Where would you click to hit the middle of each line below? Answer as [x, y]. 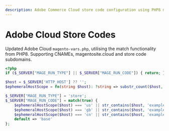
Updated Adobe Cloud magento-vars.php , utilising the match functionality [81, 49]
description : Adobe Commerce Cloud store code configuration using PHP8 [83, 10]
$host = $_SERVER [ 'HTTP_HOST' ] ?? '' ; [46, 82]
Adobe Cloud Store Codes [60, 34]
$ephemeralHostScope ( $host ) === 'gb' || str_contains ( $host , [79, 110]
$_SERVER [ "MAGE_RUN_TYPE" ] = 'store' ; [46, 96]
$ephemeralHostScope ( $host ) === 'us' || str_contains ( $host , [79, 105]
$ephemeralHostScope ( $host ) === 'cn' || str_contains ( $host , [79, 114]
